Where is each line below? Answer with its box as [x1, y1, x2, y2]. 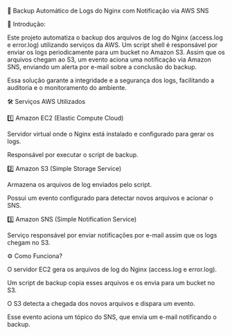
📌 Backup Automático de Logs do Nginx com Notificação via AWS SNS [7, 7, 209, 15]
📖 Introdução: [7, 20, 46, 28]
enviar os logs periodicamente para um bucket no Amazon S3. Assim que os [7, 48, 225, 56]
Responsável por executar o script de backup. [7, 151, 139, 159]
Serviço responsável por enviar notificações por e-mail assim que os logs [7, 231, 217, 239]
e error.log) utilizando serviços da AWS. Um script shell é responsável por [7, 41, 218, 48]
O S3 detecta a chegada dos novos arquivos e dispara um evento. [7, 300, 195, 307]
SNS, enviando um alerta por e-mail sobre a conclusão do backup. [7, 63, 197, 71]
